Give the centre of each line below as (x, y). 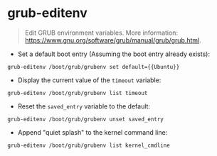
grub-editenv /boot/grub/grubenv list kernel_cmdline (89, 145)
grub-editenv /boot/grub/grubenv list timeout (78, 93)
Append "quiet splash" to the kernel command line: (92, 132)
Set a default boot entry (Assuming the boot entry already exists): (113, 54)
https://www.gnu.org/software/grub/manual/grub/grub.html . (113, 40)
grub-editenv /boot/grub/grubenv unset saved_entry (85, 119)
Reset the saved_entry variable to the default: (84, 106)
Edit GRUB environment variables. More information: (101, 33)
